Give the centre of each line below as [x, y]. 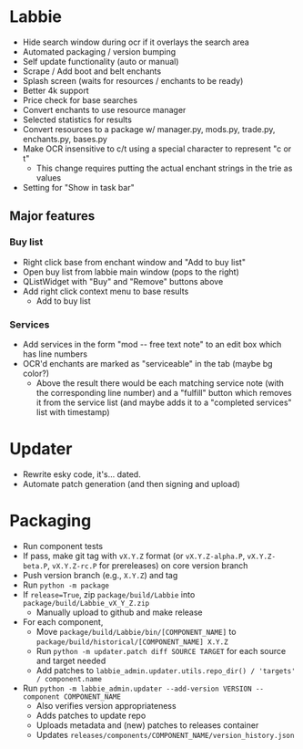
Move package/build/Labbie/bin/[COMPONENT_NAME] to [136, 631]
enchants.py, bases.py [65, 139]
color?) [36, 373]
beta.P [35, 566]
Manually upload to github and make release [119, 612]
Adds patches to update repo [91, 715]
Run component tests [62, 546]
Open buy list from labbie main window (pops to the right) [131, 272]
